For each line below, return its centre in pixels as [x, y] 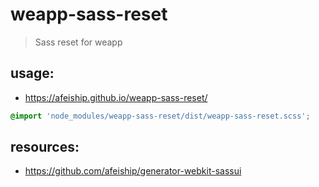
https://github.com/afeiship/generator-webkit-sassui [133, 171]
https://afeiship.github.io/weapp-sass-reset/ [116, 97]
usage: [32, 73]
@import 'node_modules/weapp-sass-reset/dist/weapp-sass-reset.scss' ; [160, 116]
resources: [45, 147]
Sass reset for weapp [78, 42]
